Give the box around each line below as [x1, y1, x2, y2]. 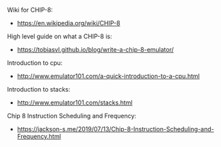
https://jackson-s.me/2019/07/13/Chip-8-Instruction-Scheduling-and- [16, 125, 214, 133]
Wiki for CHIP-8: [7, 6, 53, 14]
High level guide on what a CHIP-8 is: [7, 32, 112, 40]
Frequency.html [16, 133, 62, 140]
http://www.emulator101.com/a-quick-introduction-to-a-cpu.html [16, 72, 200, 80]
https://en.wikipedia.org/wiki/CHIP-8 [16, 19, 121, 27]
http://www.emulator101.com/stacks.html [16, 98, 133, 107]
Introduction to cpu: [7, 59, 63, 67]
